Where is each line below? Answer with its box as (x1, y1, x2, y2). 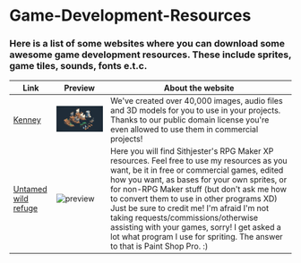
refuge (13, 203, 39, 214)
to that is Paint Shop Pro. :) (110, 241, 209, 251)
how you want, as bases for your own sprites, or (110, 174, 288, 185)
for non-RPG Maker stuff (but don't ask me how (110, 184, 287, 195)
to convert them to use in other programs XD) (110, 193, 278, 204)
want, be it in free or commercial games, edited (110, 165, 284, 175)
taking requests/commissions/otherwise (110, 212, 258, 224)
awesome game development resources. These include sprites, (9, 48, 292, 61)
